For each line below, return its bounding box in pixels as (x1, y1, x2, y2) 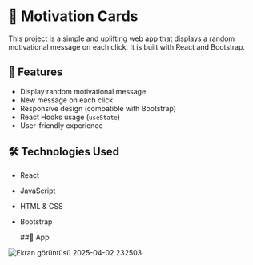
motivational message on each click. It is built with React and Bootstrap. (8, 42, 246, 51)
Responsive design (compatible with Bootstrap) (19, 103, 177, 113)
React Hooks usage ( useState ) (19, 112, 121, 122)
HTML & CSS (19, 201, 63, 211)
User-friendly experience (19, 120, 103, 130)
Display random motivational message (19, 86, 147, 96)
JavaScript (19, 186, 56, 195)
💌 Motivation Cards (8, 7, 139, 26)
